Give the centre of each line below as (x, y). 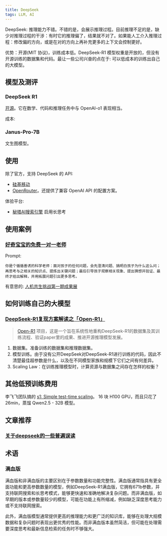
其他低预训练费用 (31, 384)
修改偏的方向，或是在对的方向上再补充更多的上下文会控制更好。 (79, 42)
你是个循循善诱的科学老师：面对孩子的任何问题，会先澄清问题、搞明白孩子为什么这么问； (83, 266)
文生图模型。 (18, 143)
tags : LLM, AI (20, 14)
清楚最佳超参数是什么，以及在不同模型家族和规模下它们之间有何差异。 (84, 360)
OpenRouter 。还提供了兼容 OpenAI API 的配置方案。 (66, 191)
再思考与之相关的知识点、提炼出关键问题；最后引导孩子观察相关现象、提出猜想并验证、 (81, 271)
